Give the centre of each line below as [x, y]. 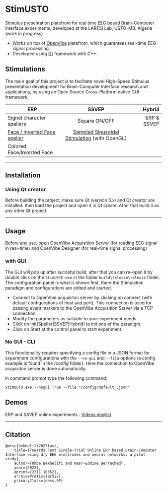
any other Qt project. [26, 211]
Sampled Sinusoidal [96, 132]
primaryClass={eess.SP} [39, 481]
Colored [17, 146]
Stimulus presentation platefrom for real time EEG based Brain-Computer [80, 23]
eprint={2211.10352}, [36, 472]
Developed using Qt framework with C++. [55, 54]
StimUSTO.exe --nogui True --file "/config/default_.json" [68, 387]
